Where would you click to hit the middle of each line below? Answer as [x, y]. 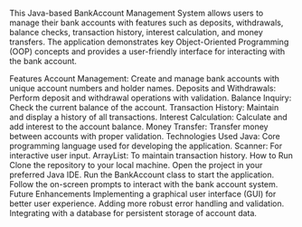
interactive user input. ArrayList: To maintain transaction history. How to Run [151, 156]
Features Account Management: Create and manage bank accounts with [145, 79]
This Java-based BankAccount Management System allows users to [137, 13]
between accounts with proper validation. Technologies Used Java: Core [145, 136]
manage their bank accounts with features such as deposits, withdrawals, [146, 23]
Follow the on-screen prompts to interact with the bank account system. [144, 184]
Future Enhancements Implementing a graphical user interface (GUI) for [143, 194]
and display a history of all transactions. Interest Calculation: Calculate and [148, 117]
